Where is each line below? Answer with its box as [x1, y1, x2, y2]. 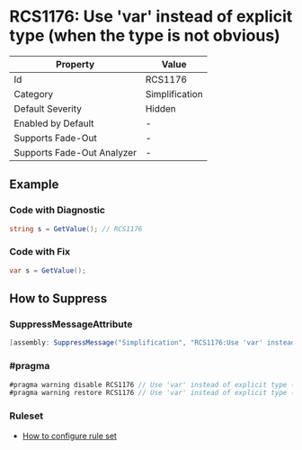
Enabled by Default [13, 117, 94, 130]
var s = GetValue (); [9, 265, 87, 275]
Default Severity [13, 102, 83, 114]
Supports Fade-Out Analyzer [13, 146, 138, 158]
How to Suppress [9, 291, 108, 307]
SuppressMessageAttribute [9, 318, 133, 330]
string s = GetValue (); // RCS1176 [9, 224, 143, 233]
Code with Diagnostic [9, 204, 106, 217]
